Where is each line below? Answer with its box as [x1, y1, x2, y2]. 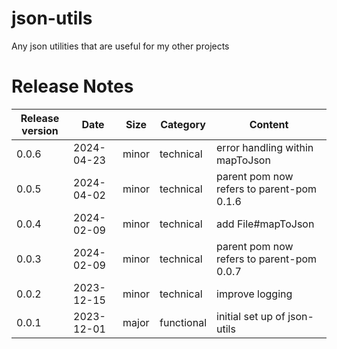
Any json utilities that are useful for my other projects [11, 40, 230, 52]
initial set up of [216, 309, 286, 323]
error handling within [216, 140, 314, 154]
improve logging [216, 287, 293, 301]
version [21, 123, 59, 137]
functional [159, 315, 208, 329]
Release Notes [11, 75, 134, 98]
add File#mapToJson [216, 217, 315, 231]
